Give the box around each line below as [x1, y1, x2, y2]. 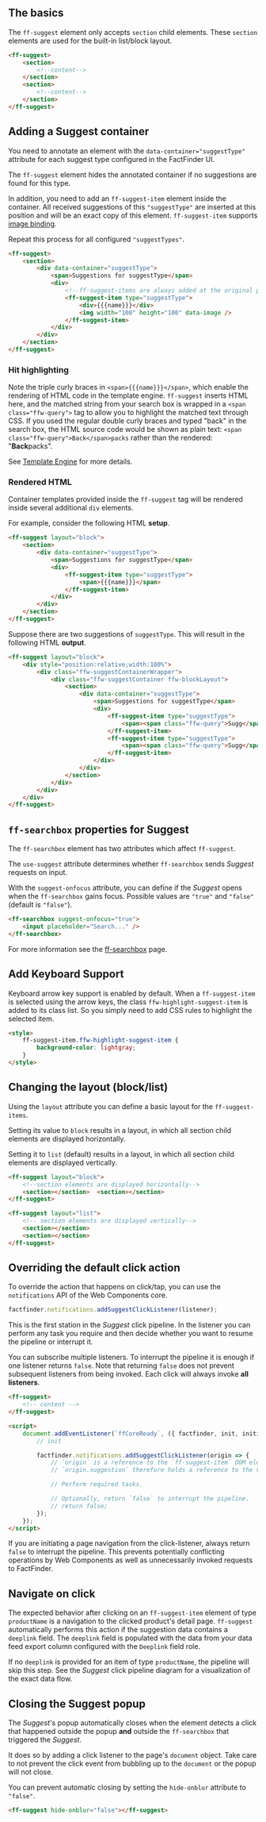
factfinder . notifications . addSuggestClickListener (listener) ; [8, 1306, 218, 1314]
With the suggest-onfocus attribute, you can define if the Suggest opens [8, 883, 243, 892]
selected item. [8, 1014, 55, 1023]
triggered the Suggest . [8, 1735, 82, 1745]
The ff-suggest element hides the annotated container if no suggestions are [8, 170, 257, 179]
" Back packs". [8, 441, 53, 451]
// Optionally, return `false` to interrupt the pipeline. [50, 1495, 249, 1503]
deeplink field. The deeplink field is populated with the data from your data [8, 1633, 253, 1643]
